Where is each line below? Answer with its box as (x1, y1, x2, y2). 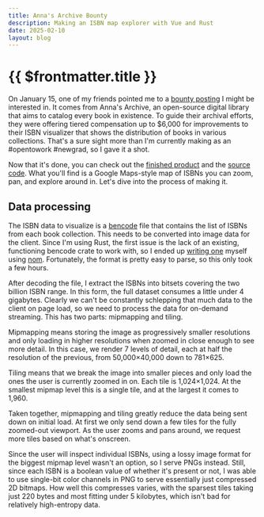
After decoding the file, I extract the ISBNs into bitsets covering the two (8, 278, 240, 288)
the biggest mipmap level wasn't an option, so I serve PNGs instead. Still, (8, 458, 247, 467)
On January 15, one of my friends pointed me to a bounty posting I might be (8, 94, 255, 104)
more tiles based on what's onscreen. (8, 434, 131, 443)
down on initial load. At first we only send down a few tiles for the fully (8, 417, 237, 427)
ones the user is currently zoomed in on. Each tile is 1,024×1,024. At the (8, 377, 241, 385)
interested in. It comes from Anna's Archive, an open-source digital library (8, 102, 250, 112)
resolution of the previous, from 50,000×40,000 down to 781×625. (8, 353, 224, 362)
